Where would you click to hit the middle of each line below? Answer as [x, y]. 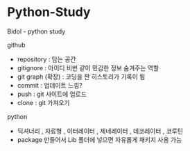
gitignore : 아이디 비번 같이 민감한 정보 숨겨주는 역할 [88, 67]
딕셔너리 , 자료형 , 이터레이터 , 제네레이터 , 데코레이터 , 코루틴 [100, 131]
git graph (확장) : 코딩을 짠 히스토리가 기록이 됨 [81, 77]
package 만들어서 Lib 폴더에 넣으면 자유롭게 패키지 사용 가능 [100, 139]
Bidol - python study [36, 31]
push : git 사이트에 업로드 [52, 94]
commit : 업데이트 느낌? [50, 85]
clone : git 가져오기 [43, 102]
